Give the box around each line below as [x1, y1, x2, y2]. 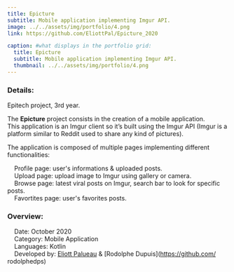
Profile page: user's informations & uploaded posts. [13, 164, 163, 172]
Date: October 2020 [13, 227, 72, 236]
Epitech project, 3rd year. [7, 101, 81, 109]
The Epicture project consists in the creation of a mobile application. [7, 115, 205, 123]
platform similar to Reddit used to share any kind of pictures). [7, 130, 184, 138]
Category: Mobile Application [13, 235, 99, 243]
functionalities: [7, 151, 50, 159]
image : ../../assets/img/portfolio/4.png [7, 23, 130, 30]
